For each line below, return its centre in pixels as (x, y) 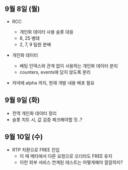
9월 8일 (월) (22, 9)
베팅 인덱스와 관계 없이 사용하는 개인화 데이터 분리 (69, 66)
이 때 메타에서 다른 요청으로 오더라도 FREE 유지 (66, 156)
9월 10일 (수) (24, 137)
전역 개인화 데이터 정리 (34, 113)
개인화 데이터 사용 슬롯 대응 (46, 32)
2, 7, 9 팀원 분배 (35, 44)
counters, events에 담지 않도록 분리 (55, 72)
